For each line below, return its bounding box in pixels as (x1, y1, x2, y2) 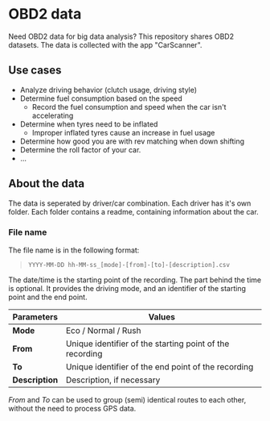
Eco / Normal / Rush (65, 324, 141, 336)
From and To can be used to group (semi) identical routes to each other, (8, 394, 247, 404)
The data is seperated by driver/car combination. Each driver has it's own (8, 198, 252, 208)
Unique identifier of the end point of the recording (65, 361, 254, 372)
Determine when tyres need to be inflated (19, 119, 158, 129)
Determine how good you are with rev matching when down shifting (19, 136, 245, 146)
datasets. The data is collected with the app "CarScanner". (8, 40, 202, 49)
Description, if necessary (65, 374, 161, 386)
